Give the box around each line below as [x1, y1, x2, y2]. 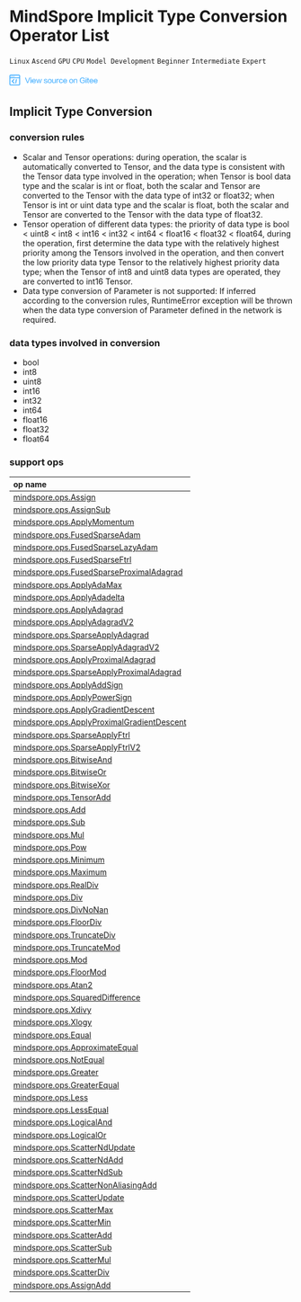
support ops [9, 456, 65, 468]
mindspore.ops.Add [13, 805, 86, 816]
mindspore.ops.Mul [13, 829, 85, 840]
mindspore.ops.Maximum [13, 867, 108, 878]
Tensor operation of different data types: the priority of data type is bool [22, 218, 290, 229]
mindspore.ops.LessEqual [13, 1104, 110, 1116]
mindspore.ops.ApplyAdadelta [13, 592, 126, 602]
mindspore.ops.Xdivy [13, 1004, 92, 1015]
